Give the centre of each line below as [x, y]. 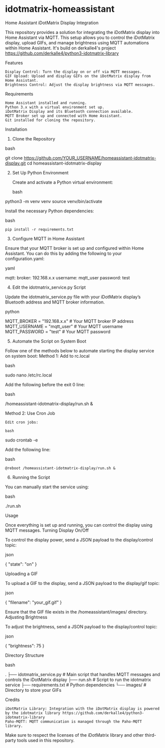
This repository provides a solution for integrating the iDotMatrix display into [82, 32]
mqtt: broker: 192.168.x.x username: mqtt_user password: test [67, 277]
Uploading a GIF [21, 574]
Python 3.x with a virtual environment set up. [55, 107]
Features [14, 63]
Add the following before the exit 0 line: [45, 384]
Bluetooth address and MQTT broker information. [55, 302]
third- [150, 735]
